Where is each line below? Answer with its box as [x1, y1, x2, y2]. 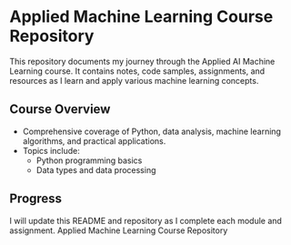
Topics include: [22, 145, 80, 156]
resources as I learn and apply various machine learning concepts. [9, 75, 259, 86]
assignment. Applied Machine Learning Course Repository [9, 225, 228, 236]
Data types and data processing [35, 164, 156, 175]
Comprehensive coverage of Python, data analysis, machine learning [22, 126, 282, 137]
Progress [9, 191, 62, 207]
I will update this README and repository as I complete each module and [9, 215, 282, 226]
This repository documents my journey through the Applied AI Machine [9, 56, 276, 66]
